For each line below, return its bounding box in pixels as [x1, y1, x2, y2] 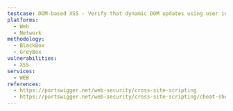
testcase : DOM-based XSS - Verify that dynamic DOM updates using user [7, 10, 218, 17]
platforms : [7, 17, 39, 23]
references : [7, 81, 42, 88]
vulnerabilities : [7, 55, 58, 62]
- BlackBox [13, 42, 45, 49]
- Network [13, 29, 42, 37]
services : [7, 68, 36, 74]
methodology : [7, 36, 45, 43]
